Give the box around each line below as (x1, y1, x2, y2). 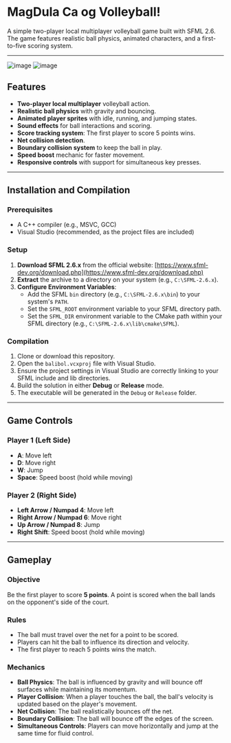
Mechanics (7, 662, 45, 671)
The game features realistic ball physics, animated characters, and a (7, 34, 201, 42)
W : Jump (16, 466, 43, 474)
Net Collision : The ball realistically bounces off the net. (16, 707, 174, 715)
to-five (7, 41, 26, 50)
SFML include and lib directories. (16, 374, 111, 383)
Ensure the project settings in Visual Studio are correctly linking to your (16, 367, 219, 375)
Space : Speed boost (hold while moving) (16, 473, 133, 482)
